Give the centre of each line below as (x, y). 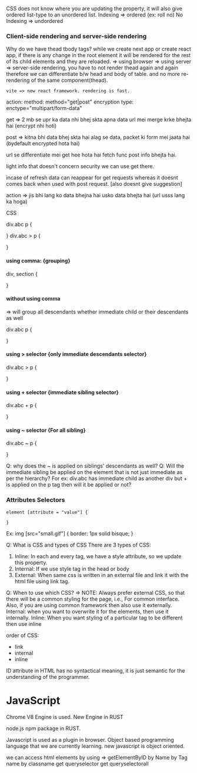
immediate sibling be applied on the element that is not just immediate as (94, 472)
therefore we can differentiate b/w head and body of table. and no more (93, 74)
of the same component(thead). (69, 80)
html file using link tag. (42, 581)
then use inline (24, 624)
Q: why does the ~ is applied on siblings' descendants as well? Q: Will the (95, 466)
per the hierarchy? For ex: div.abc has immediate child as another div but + (97, 478)
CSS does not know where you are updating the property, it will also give (94, 9)
